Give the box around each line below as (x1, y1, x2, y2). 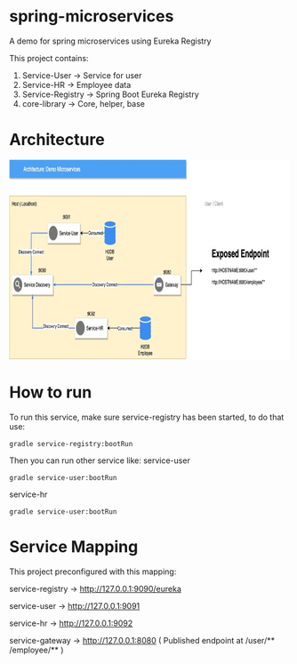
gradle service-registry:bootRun (9, 439, 133, 448)
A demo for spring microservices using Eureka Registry (9, 36, 212, 46)
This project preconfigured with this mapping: (9, 566, 177, 577)
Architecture (9, 130, 105, 150)
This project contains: (9, 52, 89, 63)
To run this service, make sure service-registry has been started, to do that (9, 412, 285, 422)
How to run (9, 382, 92, 403)
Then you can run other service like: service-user (9, 455, 191, 466)
